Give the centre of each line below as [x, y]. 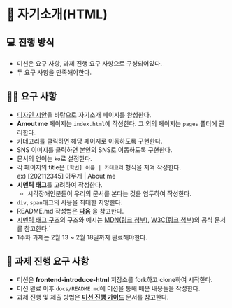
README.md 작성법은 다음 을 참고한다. [70, 211]
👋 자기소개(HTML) [57, 14]
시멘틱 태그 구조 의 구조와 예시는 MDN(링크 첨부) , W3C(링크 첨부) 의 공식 [115, 219]
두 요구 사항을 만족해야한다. [54, 72]
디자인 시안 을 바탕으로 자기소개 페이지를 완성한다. [84, 114]
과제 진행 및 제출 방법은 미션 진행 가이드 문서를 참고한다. [93, 297]
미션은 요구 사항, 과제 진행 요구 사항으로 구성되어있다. [89, 63]
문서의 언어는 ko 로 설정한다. [54, 158]
